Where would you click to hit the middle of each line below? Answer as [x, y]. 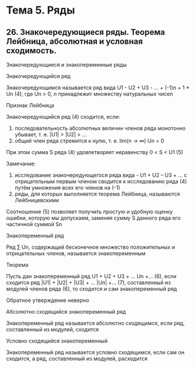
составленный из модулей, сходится [53, 329]
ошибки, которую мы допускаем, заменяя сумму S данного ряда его [94, 218]
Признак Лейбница [30, 105]
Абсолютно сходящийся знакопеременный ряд [66, 312]
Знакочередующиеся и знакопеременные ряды [66, 65]
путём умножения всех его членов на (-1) [67, 188]
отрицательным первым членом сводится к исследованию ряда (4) [101, 181]
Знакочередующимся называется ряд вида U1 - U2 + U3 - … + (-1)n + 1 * [98, 87]
